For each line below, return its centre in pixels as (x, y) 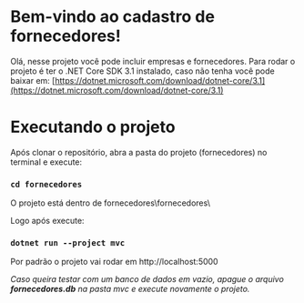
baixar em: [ (33, 80)
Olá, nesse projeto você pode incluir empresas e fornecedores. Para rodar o (153, 61)
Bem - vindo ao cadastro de (112, 17)
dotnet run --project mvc (68, 243)
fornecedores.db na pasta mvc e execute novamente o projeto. (130, 289)
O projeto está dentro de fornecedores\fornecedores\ (111, 203)
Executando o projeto (93, 127)
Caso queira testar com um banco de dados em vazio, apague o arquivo (147, 279)
